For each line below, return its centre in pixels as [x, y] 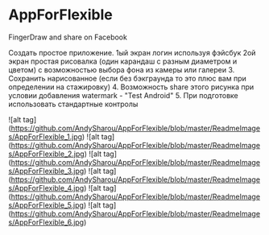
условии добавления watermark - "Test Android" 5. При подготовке [124, 95]
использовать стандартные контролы [73, 104]
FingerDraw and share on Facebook [68, 37]
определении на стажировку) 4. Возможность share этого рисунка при [131, 87]
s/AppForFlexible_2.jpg [46, 154]
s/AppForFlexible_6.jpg [46, 222]
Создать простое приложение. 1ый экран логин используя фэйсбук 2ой [132, 52]
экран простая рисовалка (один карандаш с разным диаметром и [123, 61]
